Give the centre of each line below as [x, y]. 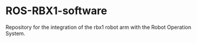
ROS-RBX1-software [56, 11]
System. [16, 33]
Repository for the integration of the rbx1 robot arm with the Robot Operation [98, 27]
